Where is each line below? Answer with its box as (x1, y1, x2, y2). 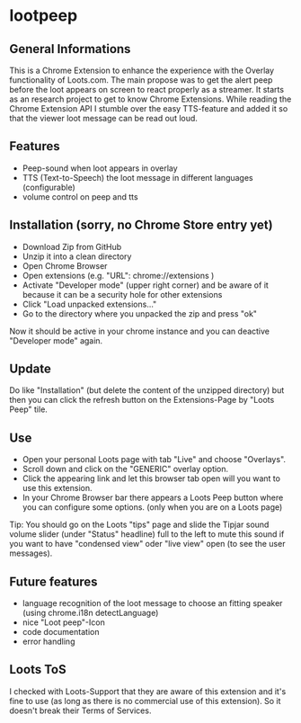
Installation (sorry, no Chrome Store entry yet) (9, 218, 273, 233)
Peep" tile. (9, 404, 48, 415)
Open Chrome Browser (22, 260, 108, 271)
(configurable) (22, 182, 76, 192)
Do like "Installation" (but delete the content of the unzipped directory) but (9, 385, 285, 396)
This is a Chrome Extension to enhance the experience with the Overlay (9, 65, 275, 76)
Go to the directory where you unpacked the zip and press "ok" (22, 308, 258, 319)
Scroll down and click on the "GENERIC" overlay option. (22, 464, 229, 475)
